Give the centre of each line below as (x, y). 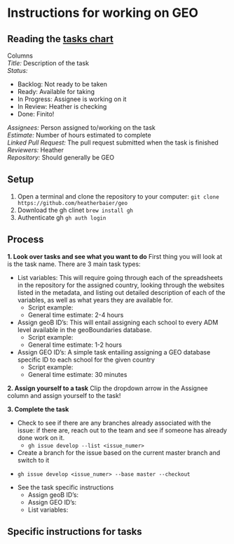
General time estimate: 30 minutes (77, 374)
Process (26, 240)
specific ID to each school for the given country (86, 359)
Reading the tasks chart (60, 39)
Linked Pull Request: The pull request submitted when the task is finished (113, 142)
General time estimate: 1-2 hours (75, 345)
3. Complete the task (38, 409)
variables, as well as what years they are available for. (95, 300)
